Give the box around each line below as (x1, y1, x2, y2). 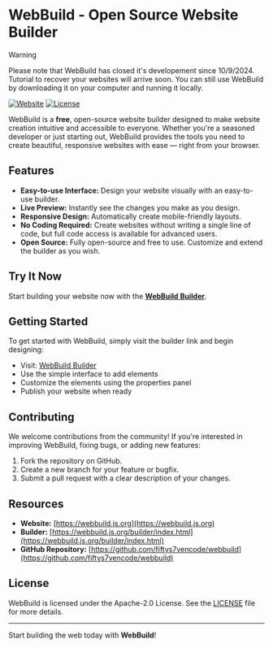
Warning (8, 50, 37, 59)
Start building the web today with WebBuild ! (8, 630, 157, 640)
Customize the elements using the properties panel (19, 378, 192, 388)
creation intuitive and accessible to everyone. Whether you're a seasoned (8, 123, 255, 133)
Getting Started (8, 315, 89, 328)
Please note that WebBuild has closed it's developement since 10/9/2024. (8, 65, 255, 75)
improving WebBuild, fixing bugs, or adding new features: (8, 441, 201, 450)
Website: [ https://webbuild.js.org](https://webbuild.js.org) (19, 519, 215, 528)
